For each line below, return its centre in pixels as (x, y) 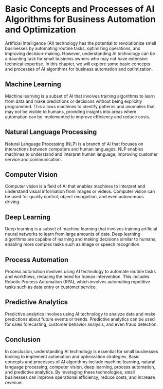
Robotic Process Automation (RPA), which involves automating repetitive (78, 282)
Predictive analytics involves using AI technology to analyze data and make (80, 314)
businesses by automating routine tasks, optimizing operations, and (73, 48)
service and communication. (34, 159)
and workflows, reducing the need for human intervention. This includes (77, 277)
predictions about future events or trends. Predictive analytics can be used (80, 319)
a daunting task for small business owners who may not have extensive (76, 58)
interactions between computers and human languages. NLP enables (74, 149)
